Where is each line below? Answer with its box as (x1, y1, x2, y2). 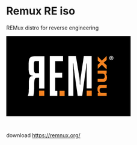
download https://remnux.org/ (6, 132, 81, 139)
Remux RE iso (6, 4, 76, 18)
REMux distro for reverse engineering (6, 24, 99, 31)
